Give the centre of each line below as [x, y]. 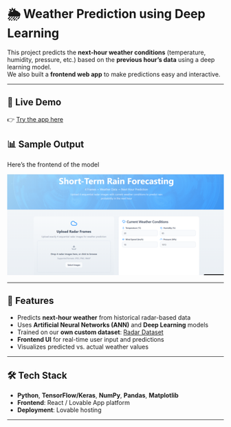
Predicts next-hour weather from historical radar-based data [104, 317]
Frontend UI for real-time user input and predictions [90, 339]
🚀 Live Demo [34, 102]
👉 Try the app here [35, 119]
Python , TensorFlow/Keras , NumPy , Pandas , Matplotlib [98, 395]
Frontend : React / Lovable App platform [74, 403]
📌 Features [31, 301]
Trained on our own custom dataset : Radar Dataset [90, 332]
